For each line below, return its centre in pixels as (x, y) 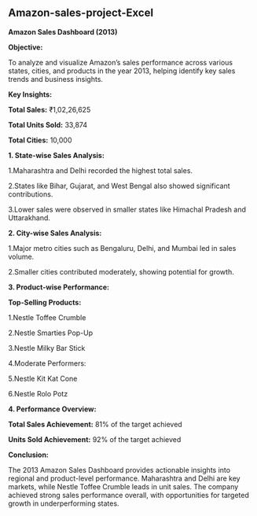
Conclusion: (29, 455)
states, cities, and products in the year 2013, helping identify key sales (122, 71)
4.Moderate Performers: (47, 363)
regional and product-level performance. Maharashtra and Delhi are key (125, 478)
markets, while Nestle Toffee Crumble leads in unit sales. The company (123, 486)
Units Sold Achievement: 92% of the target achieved (95, 439)
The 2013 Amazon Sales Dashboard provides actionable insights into (119, 470)
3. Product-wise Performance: (59, 287)
